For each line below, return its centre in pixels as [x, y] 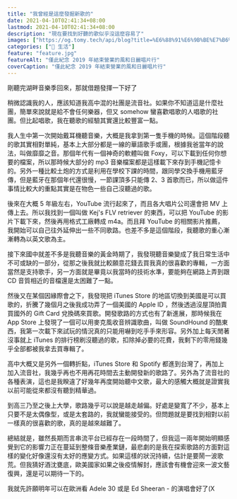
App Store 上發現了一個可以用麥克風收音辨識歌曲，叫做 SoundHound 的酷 [115, 322]
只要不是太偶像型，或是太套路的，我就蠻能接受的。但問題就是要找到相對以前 [119, 414]
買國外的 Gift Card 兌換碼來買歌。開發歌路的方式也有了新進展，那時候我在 [115, 313]
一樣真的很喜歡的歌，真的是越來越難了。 [66, 423]
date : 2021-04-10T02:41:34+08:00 [56, 21]
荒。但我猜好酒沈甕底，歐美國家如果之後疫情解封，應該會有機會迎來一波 [112, 464]
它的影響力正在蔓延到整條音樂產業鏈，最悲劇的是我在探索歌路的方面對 [121, 447]
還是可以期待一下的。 [57, 473]
